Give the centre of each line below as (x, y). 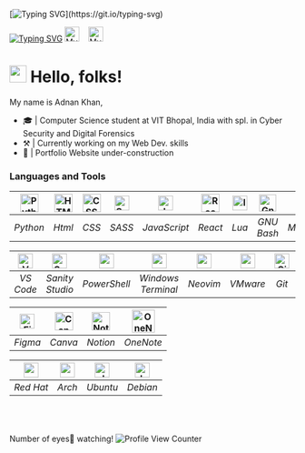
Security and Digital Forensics (79, 133)
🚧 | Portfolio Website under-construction (98, 152)
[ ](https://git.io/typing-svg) (86, 14)
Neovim (204, 284)
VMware (247, 284)
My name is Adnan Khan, (56, 102)
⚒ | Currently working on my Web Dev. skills (105, 143)
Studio (60, 289)
